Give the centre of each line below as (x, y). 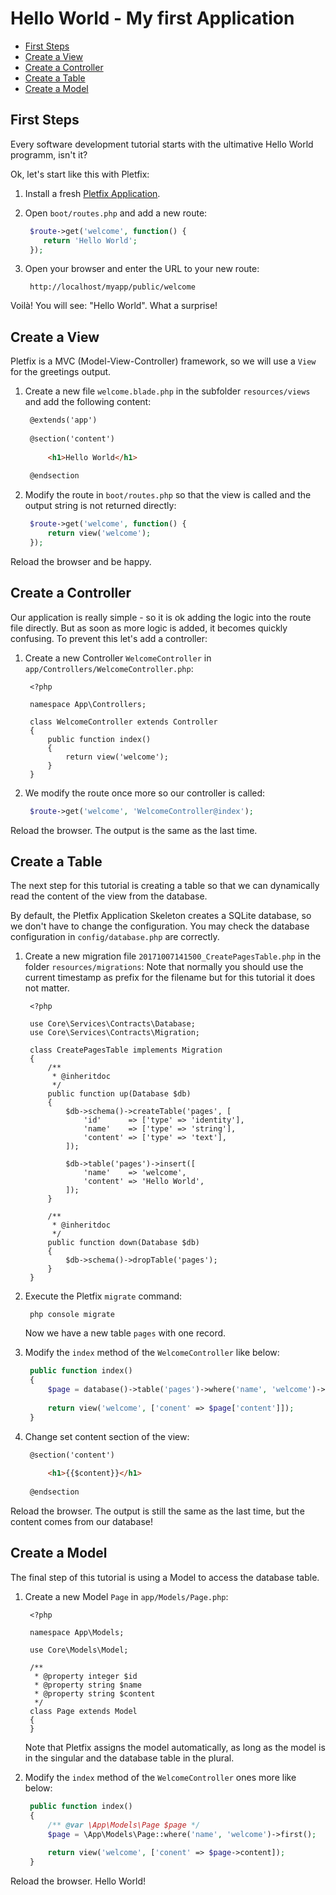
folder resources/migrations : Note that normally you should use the (164, 967)
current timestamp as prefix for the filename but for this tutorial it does (170, 978)
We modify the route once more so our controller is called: (145, 793)
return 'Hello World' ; (90, 240)
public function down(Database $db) (123, 1243)
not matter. (47, 988)
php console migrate (72, 1315)
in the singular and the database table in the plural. (129, 1758)
